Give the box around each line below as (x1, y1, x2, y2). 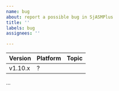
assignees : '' (6, 31, 41, 36)
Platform (37, 54, 61, 62)
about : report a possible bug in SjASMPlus (6, 14, 114, 20)
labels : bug (6, 25, 35, 31)
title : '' (6, 19, 30, 25)
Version (9, 54, 32, 62)
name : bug (6, 8, 30, 15)
